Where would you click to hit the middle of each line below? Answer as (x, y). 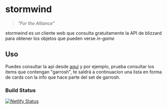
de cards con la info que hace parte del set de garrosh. (63, 77)
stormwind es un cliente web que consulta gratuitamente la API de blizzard (83, 33)
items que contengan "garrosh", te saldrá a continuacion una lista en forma (84, 72)
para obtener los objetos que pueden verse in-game (60, 38)
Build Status (21, 90)
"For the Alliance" (36, 23)
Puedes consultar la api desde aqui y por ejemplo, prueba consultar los (80, 66)
